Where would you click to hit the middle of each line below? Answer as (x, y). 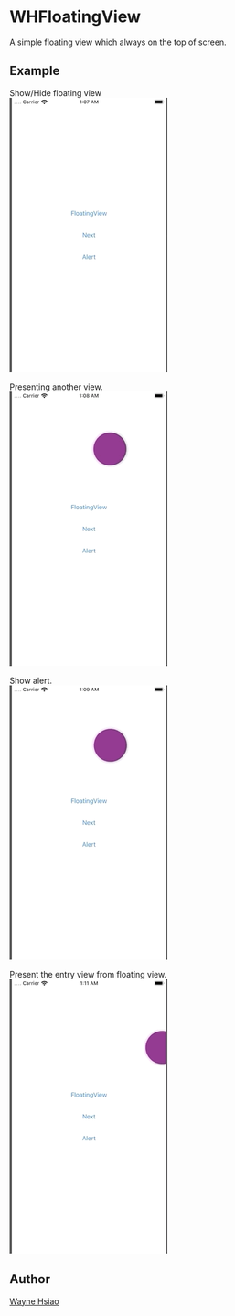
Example (35, 71)
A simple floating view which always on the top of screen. (118, 42)
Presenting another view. (56, 387)
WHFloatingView (75, 17)
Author (30, 1279)
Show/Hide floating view (56, 92)
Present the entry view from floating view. (88, 974)
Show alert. (31, 680)
